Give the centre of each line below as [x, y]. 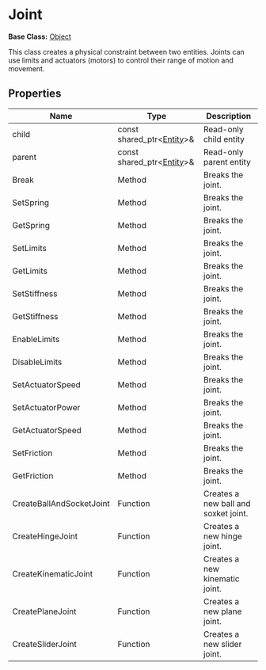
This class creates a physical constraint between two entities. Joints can [127, 51]
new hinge [223, 536]
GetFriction [33, 475]
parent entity [227, 162]
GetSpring [31, 225]
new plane [222, 611]
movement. [27, 68]
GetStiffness [35, 316]
